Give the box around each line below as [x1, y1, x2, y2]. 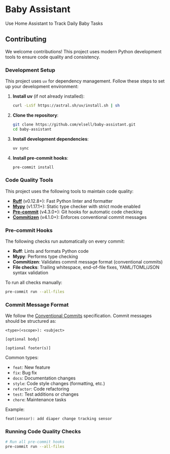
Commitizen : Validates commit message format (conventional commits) [12, 259, 163, 265]
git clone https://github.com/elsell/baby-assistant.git [12, 122, 136, 127]
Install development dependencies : [12, 136, 89, 142]
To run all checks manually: [5, 280, 62, 286]
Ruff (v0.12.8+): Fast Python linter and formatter [12, 198, 113, 204]
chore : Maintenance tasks [12, 397, 66, 403]
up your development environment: [5, 84, 79, 90]
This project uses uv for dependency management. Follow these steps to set [5, 78, 165, 84]
